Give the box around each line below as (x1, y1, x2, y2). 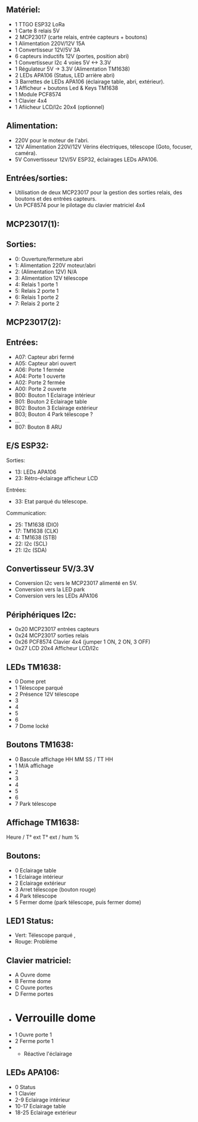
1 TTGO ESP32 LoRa (14, 20, 65, 28)
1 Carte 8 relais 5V (14, 27, 60, 34)
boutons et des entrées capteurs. (14, 195, 97, 202)
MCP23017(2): (6, 317, 61, 327)
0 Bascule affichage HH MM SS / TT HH (14, 756, 113, 763)
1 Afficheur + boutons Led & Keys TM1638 (14, 84, 118, 92)
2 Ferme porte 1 (14, 1038, 54, 1045)
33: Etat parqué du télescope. (14, 498, 88, 505)
